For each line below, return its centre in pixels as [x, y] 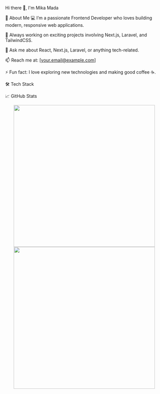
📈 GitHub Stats [21, 96]
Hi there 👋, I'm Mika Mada [32, 8]
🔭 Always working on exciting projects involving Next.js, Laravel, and [76, 35]
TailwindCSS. [19, 40]
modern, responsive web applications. [45, 25]
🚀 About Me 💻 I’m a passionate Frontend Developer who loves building [79, 18]
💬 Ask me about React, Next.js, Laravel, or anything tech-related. [72, 50]
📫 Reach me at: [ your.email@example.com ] [51, 60]
